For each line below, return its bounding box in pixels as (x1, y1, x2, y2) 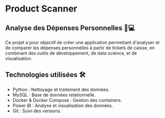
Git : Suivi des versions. (12, 107, 61, 113)
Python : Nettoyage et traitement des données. (12, 86, 110, 92)
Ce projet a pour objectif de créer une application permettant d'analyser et (5, 40, 160, 45)
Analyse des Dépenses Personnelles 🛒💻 (5, 24, 135, 32)
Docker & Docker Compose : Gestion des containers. (12, 97, 122, 103)
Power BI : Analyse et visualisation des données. (12, 102, 113, 108)
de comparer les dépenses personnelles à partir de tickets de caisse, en (5, 45, 155, 51)
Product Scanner (5, 3, 77, 15)
